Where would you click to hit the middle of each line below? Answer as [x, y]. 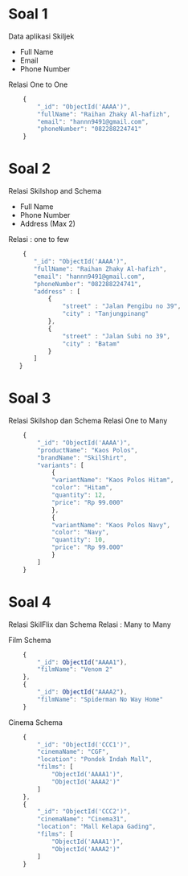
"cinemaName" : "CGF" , [74, 752]
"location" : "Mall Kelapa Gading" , [97, 827]
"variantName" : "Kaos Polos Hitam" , [112, 480]
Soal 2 [29, 169]
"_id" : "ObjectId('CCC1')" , [84, 744]
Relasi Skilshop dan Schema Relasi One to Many [88, 421]
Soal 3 [30, 398]
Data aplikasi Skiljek [41, 36]
